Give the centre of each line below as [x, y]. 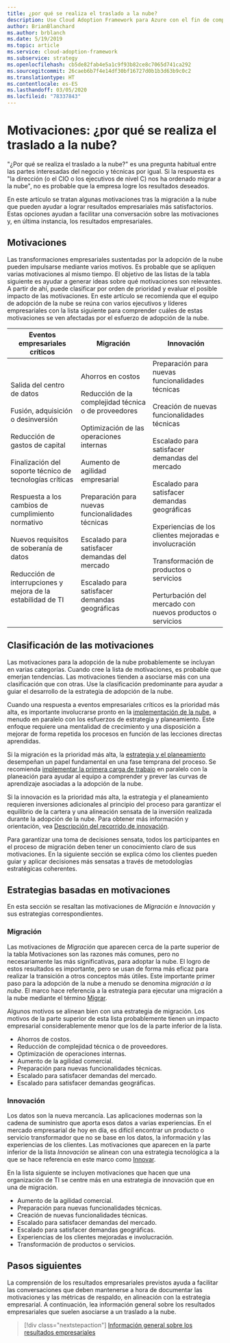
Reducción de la [107, 394]
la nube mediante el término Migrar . [57, 997]
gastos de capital [38, 445]
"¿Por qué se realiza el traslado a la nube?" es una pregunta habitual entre [112, 164]
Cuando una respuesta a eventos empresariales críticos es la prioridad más [114, 704]
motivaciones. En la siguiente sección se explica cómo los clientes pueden [112, 854]
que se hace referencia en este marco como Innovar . [81, 1159]
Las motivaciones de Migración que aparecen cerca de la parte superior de [114, 947]
